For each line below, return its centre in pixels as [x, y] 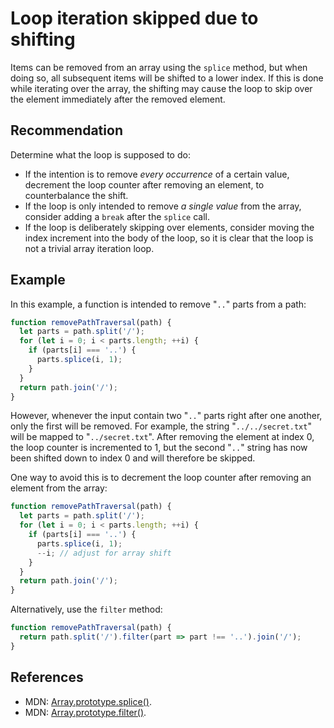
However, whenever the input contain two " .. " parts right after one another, [166, 416]
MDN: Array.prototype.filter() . [85, 712]
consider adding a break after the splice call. [117, 216]
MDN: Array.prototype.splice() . [88, 701]
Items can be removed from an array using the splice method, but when [159, 67]
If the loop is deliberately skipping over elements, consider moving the [169, 227]
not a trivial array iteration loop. [89, 248]
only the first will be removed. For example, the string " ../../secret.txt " [161, 426]
